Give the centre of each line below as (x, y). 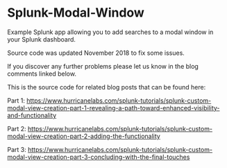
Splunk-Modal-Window (76, 13)
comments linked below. (42, 74)
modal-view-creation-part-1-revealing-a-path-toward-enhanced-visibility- (113, 108)
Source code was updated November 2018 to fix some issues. (96, 53)
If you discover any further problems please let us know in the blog (103, 66)
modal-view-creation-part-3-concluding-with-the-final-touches (99, 157)
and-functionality (32, 115)
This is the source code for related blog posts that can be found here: (107, 87)
